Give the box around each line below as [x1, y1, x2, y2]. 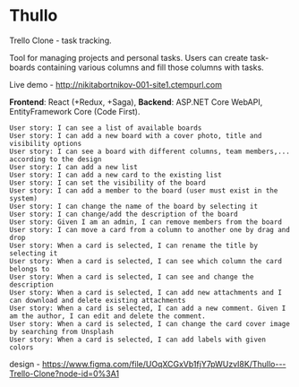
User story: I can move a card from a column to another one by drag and [9, 225, 291, 234]
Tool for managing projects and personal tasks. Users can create [9, 52, 249, 63]
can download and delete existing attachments [9, 296, 186, 305]
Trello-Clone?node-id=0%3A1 [9, 368, 119, 379]
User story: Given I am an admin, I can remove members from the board [9, 217, 282, 227]
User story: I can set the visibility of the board [9, 178, 206, 187]
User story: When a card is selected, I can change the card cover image [9, 319, 291, 328]
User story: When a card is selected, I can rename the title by [9, 241, 258, 250]
